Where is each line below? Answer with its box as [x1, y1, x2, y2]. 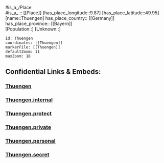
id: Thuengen [5, 36, 33, 41]
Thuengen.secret [5, 151, 50, 158]
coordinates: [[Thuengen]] [5, 40, 63, 45]
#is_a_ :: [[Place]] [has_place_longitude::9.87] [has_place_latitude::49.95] [5, 10, 159, 16]
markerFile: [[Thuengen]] [5, 45, 60, 50]
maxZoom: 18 [5, 53, 31, 59]
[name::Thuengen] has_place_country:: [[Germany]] [5, 15, 115, 21]
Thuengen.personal [5, 138, 56, 144]
